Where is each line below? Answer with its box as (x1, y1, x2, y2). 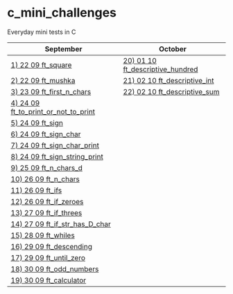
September (44, 44, 83, 53)
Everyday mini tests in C (7, 28, 76, 36)
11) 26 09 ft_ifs (10, 185, 62, 195)
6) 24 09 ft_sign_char (10, 129, 81, 139)
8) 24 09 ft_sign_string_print (10, 151, 104, 161)
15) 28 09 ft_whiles (10, 230, 75, 240)
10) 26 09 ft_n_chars (10, 174, 80, 184)
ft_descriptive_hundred (123, 64, 198, 74)
